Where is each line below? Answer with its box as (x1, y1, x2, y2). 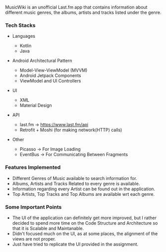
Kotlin (19, 43, 32, 49)
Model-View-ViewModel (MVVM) (19, 67, 88, 74)
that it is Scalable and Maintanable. (12, 225, 84, 231)
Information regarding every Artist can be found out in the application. (12, 186, 155, 192)
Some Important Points (5, 203, 62, 210)
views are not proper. (12, 236, 56, 242)
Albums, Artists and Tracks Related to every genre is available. (12, 180, 140, 186)
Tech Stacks (5, 22, 36, 29)
